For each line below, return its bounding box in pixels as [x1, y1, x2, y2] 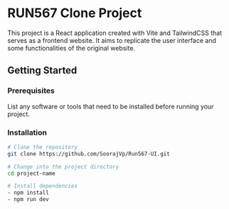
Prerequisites [7, 86, 55, 96]
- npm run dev [7, 196, 50, 203]
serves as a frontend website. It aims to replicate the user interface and [7, 36, 217, 44]
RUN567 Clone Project [7, 5, 142, 21]
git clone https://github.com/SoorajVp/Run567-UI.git [7, 150, 171, 158]
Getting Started [7, 64, 78, 76]
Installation [7, 127, 48, 137]
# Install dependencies [7, 183, 78, 190]
